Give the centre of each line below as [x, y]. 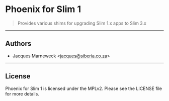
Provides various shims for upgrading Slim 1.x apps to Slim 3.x [82, 23]
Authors [18, 44]
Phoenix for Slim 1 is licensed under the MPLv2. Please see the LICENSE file [84, 88]
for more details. [22, 93]
